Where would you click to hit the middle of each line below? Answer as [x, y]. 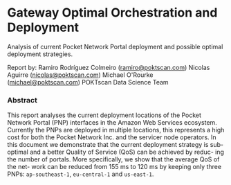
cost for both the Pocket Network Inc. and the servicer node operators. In [112, 137]
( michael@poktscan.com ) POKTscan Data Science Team [88, 82]
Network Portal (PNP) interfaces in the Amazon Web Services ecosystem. [112, 123]
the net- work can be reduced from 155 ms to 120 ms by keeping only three [114, 167]
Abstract [22, 100]
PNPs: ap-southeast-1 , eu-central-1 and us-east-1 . [81, 174]
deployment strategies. [40, 54]
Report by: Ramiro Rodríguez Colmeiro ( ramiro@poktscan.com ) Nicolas [109, 67]
